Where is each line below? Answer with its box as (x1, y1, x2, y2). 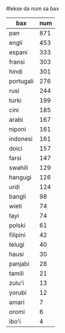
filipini (9, 231, 26, 239)
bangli (9, 192, 26, 201)
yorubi (9, 289, 27, 296)
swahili (9, 164, 28, 172)
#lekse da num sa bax (6, 5, 60, 12)
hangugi (9, 173, 32, 181)
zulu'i (9, 279, 25, 287)
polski (9, 221, 26, 229)
